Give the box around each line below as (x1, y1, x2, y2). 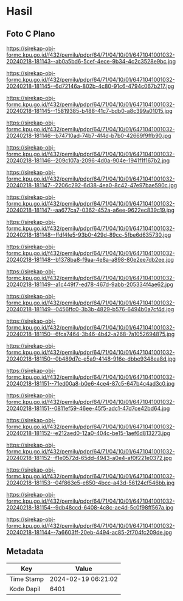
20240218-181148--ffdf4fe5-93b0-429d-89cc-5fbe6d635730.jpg (6, 231, 171, 239)
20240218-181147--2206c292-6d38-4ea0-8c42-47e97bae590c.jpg (6, 182, 178, 189)
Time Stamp (9, 575, 44, 583)
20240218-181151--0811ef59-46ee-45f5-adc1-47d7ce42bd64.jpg (6, 405, 170, 412)
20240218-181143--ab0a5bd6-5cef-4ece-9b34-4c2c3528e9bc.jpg (6, 58, 176, 65)
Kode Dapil (9, 585, 41, 593)
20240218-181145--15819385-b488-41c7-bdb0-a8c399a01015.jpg (6, 107, 173, 114)
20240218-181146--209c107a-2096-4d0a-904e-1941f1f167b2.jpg (6, 157, 170, 164)
